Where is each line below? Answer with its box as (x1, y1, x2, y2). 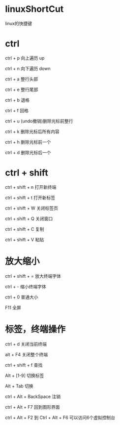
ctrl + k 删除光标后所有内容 (5, 128, 60, 134)
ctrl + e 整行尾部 (5, 86, 38, 92)
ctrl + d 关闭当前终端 (5, 341, 47, 347)
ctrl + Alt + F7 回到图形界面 (5, 404, 60, 410)
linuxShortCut (5, 3, 64, 15)
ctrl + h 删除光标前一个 (5, 139, 51, 145)
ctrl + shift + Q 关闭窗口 (5, 215, 53, 221)
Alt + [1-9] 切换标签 (5, 372, 44, 379)
